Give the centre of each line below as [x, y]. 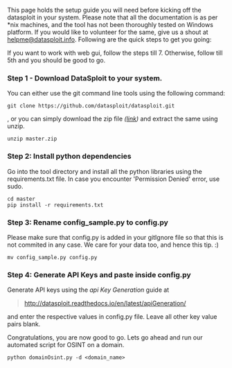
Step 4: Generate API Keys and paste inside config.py [99, 274]
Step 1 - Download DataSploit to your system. [85, 78]
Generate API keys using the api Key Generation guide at [88, 290]
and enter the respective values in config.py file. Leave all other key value [112, 317]
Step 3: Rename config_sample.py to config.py [88, 222]
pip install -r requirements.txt [55, 205]
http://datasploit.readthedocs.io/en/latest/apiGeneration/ [105, 304]
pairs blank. [24, 324]
